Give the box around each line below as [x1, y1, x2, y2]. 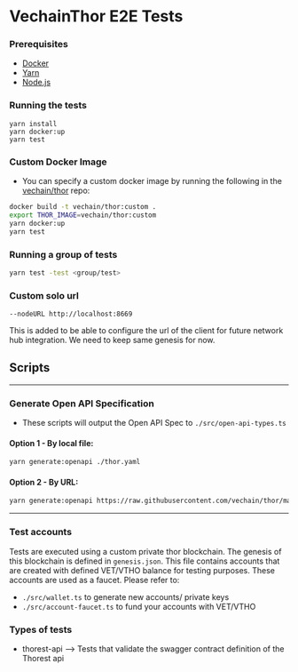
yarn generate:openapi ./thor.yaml [9, 458, 141, 467]
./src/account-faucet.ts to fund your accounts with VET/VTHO [21, 601, 256, 612]
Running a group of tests [9, 248, 118, 260]
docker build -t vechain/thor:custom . [9, 203, 157, 212]
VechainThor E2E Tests [9, 6, 184, 27]
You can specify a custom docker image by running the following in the [21, 176, 282, 187]
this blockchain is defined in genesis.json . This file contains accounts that [9, 556, 280, 566]
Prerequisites [9, 38, 68, 51]
